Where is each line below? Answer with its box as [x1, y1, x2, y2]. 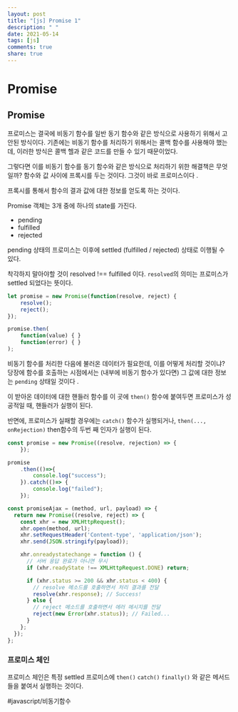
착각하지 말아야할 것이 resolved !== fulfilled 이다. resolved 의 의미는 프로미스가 [7, 269, 229, 278]
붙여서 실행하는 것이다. [20, 681, 84, 690]
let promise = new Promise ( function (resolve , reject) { [7, 293, 177, 300]
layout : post [7, 10, 46, 18]
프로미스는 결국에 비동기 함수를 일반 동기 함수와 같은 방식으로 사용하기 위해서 [7, 129, 221, 138]
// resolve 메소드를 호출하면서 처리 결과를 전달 [33, 584, 159, 591]
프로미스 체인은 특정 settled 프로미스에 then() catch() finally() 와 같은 [7, 672, 212, 681]
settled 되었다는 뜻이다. [7, 278, 73, 287]
